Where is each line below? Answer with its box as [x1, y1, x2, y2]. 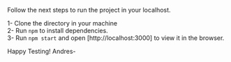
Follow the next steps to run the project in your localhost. [7, 6, 171, 14]
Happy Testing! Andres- [7, 48, 76, 55]
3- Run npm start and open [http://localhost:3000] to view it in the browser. [7, 34, 225, 42]
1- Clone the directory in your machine [7, 19, 118, 27]
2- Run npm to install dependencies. [7, 27, 108, 34]
